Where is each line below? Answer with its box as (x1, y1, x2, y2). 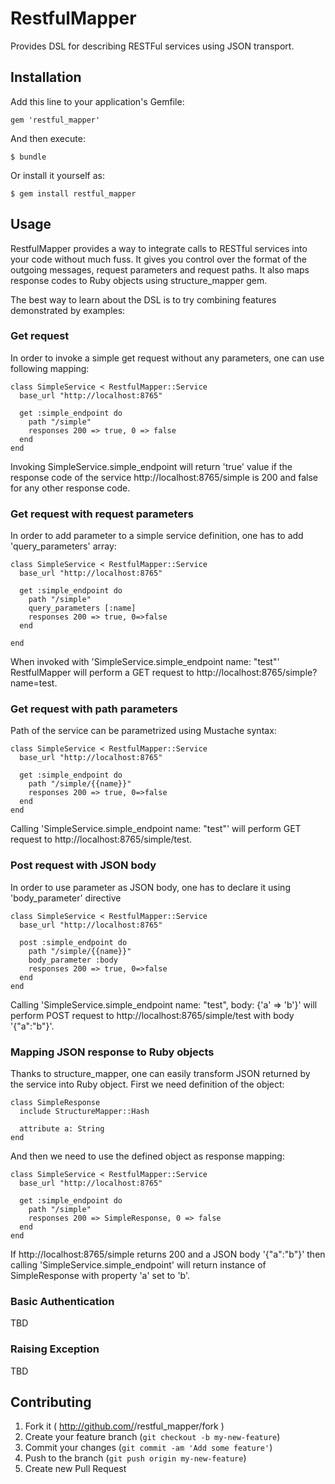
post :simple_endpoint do (19, 937, 128, 947)
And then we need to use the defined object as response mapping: (10, 1150, 285, 1162)
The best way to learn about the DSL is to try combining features (10, 293, 277, 306)
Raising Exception (10, 1342, 100, 1356)
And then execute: (10, 132, 86, 144)
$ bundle (10, 152, 47, 162)
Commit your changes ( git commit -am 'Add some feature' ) (24, 1442, 273, 1454)
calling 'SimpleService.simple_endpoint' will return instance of (10, 1259, 267, 1271)
